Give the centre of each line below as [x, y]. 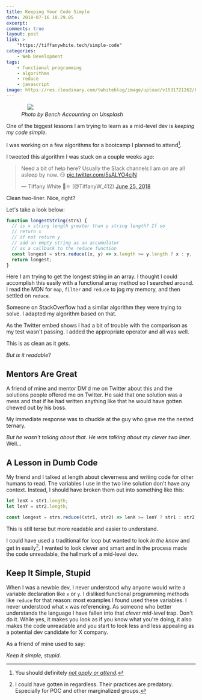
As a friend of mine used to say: [46, 644]
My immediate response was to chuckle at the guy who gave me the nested [100, 419]
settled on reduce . [28, 296]
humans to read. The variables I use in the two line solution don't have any [98, 484]
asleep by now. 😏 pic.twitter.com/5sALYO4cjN [79, 174]
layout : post [23, 34]
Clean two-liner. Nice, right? [41, 198]
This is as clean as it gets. [38, 344]
